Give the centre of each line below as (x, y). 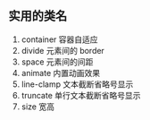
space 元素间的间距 (57, 62)
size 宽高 (38, 107)
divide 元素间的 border (62, 50)
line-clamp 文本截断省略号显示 (77, 84)
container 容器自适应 (60, 39)
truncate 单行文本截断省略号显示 (81, 95)
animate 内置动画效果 (60, 73)
